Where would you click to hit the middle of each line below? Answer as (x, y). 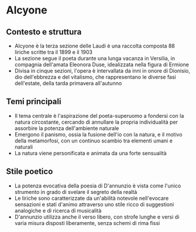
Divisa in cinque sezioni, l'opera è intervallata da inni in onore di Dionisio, (102, 71)
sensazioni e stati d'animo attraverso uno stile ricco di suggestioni (94, 204)
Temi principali (34, 102)
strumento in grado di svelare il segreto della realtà (76, 192)
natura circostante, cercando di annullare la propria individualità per (96, 122)
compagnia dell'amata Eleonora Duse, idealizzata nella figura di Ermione (102, 64)
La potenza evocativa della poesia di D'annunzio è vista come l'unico (98, 186)
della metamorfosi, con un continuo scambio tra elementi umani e (93, 141)
